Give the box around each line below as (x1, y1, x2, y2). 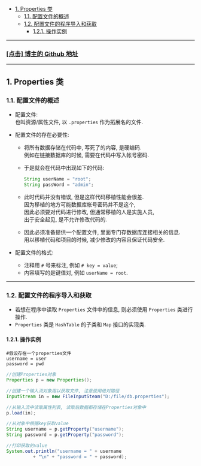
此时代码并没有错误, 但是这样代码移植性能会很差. (23, 193, 144, 200)
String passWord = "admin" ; (23, 182, 94, 188)
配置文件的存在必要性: (14, 131, 69, 138)
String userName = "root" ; (23, 176, 92, 182)
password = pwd (6, 361, 44, 367)
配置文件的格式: (14, 248, 54, 256)
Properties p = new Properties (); (6, 377, 93, 383)
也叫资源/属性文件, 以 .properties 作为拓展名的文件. (14, 118, 144, 125)
